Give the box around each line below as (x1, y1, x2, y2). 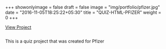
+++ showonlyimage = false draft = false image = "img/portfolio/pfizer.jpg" (5, 4, 160, 10)
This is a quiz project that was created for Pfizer (5, 38, 104, 44)
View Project (5, 24, 32, 30)
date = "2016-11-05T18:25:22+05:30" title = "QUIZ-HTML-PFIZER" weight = (5, 9, 161, 15)
